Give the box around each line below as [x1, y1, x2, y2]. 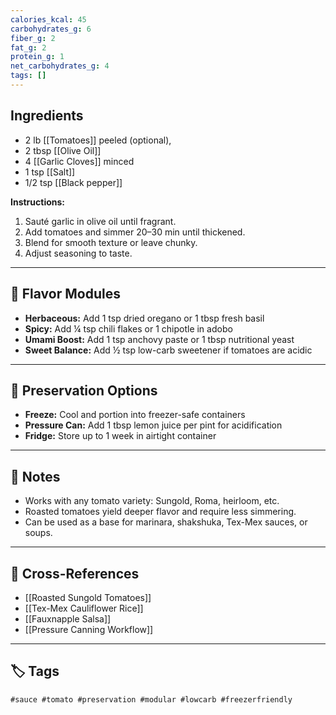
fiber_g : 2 [10, 33, 56, 43]
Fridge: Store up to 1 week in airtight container [24, 430, 217, 442]
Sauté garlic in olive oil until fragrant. [24, 215, 177, 227]
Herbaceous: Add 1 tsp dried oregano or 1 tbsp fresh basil [24, 312, 265, 324]
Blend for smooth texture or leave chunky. [24, 236, 198, 248]
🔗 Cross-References [10, 565, 140, 582]
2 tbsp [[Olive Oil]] [24, 144, 102, 156]
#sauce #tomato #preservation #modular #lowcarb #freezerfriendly [10, 694, 293, 705]
